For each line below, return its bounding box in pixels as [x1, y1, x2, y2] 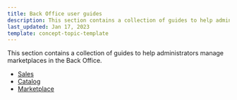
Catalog [17, 78, 41, 86]
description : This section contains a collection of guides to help [7, 17, 213, 24]
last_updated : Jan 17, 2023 [7, 23, 90, 30]
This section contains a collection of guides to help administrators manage [7, 49, 224, 57]
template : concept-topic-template [7, 29, 109, 37]
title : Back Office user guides [7, 10, 102, 17]
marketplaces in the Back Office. [7, 57, 102, 65]
